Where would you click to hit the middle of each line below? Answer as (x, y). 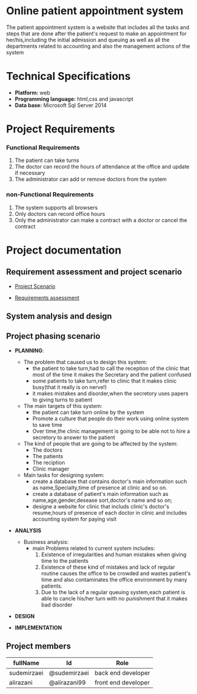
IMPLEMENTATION (38, 627)
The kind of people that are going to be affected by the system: (101, 443)
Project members (38, 646)
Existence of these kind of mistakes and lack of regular (108, 567)
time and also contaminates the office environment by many (114, 579)
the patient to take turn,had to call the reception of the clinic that (111, 368)
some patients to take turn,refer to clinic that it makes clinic (104, 381)
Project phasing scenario (53, 336)
